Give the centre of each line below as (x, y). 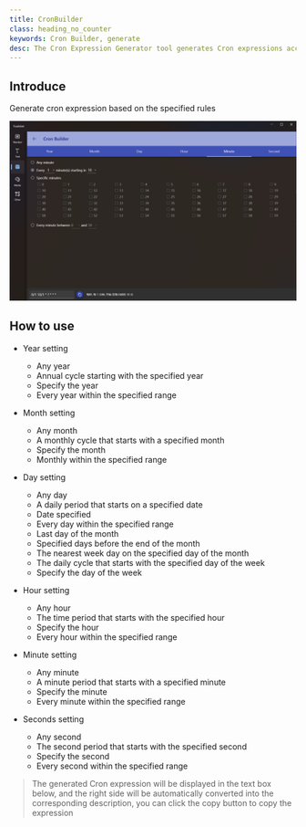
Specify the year (67, 385)
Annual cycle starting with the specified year (120, 375)
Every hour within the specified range (107, 637)
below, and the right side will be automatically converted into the (153, 793)
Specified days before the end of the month (118, 543)
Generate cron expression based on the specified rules (112, 109)
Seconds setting (53, 719)
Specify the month (71, 450)
